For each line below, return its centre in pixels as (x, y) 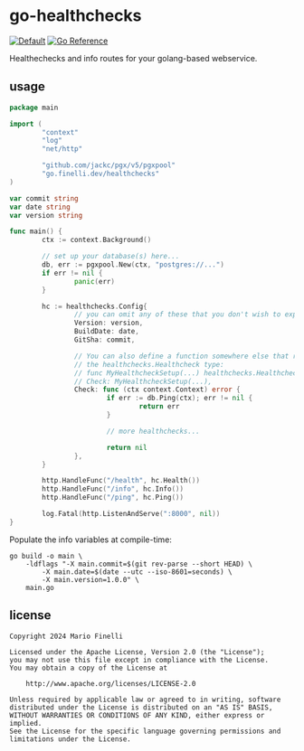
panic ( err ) (95, 281)
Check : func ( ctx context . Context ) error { (157, 390)
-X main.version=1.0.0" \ (91, 579)
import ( (26, 124)
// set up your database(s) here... (111, 257)
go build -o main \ (46, 556)
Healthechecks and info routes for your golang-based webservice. (133, 58)
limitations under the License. (70, 739)
